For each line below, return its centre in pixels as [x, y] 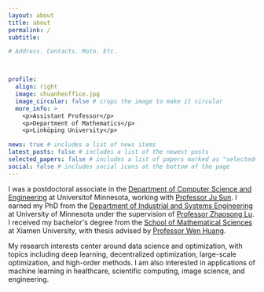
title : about [29, 23]
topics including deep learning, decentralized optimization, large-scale [123, 254]
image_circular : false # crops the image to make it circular [119, 101]
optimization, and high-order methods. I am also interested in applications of [132, 262]
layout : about [31, 15]
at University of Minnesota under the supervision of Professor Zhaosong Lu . [131, 214]
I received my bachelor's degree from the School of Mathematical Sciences [130, 222]
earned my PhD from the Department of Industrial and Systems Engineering [130, 206]
